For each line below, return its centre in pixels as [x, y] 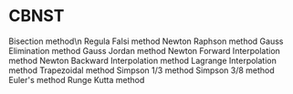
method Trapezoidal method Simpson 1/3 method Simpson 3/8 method [141, 70]
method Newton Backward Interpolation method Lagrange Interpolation [143, 60]
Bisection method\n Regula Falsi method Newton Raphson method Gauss [146, 41]
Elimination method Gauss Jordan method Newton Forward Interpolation [144, 50]
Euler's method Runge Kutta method [77, 79]
